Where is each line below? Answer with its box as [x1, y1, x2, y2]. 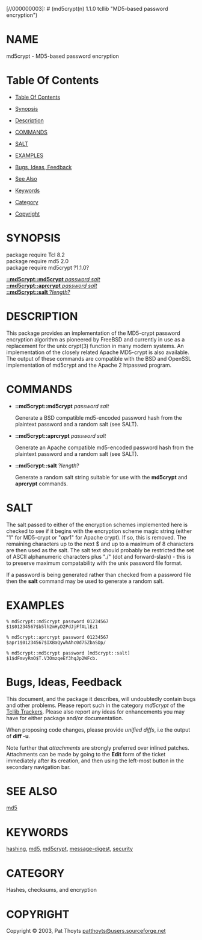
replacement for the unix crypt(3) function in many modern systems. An [6, 342, 185, 349]
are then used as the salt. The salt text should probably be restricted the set [6, 546, 194, 553]
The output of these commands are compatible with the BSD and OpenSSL [6, 355, 192, 362]
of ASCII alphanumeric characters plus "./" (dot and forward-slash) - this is [6, 553, 191, 560]
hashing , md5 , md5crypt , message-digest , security [6, 845, 133, 853]
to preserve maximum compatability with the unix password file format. [6, 559, 183, 567]
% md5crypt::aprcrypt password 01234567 [6, 634, 109, 640]
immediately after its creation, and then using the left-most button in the [6, 757, 185, 764]
